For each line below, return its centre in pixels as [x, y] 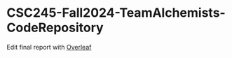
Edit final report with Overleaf [49, 47]
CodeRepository [55, 28]
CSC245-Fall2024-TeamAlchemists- [116, 13]
